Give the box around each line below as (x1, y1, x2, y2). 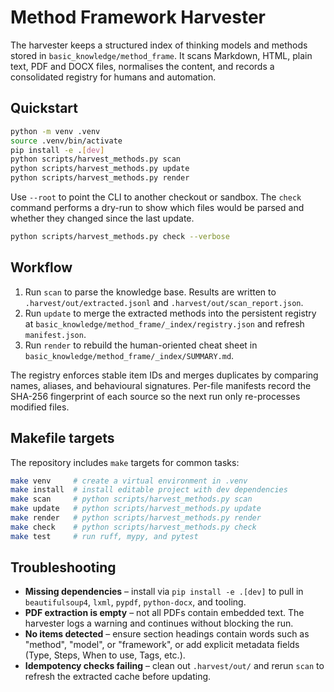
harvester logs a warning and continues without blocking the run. (24, 617, 294, 630)
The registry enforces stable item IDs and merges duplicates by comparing (10, 369, 319, 381)
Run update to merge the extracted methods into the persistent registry (24, 307, 317, 319)
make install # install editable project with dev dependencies (10, 485, 288, 495)
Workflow (10, 259, 73, 276)
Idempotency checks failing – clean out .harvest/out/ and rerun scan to (24, 660, 325, 672)
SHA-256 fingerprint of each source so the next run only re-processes (10, 390, 301, 402)
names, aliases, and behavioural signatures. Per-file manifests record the (10, 379, 312, 391)
